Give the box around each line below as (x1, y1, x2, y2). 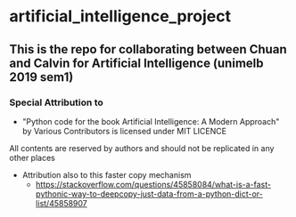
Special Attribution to (9, 96, 104, 108)
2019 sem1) (9, 69, 74, 84)
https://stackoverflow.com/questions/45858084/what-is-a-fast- (35, 179, 272, 189)
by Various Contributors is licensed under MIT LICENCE (21, 125, 227, 136)
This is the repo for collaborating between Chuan (9, 42, 287, 57)
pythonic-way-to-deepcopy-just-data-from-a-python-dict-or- (35, 189, 263, 199)
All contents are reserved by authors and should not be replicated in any (9, 142, 275, 153)
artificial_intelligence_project (9, 6, 232, 27)
